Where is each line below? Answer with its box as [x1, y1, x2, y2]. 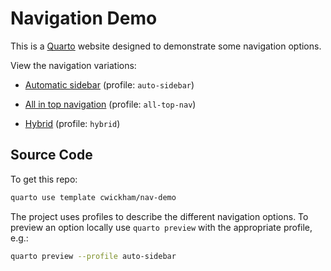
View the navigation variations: [10, 59, 137, 71]
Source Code [10, 147, 93, 164]
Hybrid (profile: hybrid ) [24, 117, 121, 129]
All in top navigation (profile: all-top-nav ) [24, 98, 197, 110]
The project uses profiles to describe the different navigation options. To [10, 210, 309, 222]
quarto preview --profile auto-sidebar [10, 251, 177, 261]
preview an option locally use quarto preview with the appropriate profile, [10, 221, 313, 233]
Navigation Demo [10, 7, 158, 30]
